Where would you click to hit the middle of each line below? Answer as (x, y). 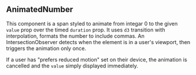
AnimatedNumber (40, 10)
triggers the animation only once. (46, 48)
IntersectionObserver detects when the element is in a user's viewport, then (98, 42)
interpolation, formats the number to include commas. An (75, 36)
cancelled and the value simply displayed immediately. (72, 66)
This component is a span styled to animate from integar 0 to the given (92, 23)
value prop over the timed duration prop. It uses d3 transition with (86, 30)
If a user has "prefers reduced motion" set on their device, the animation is (97, 59)
